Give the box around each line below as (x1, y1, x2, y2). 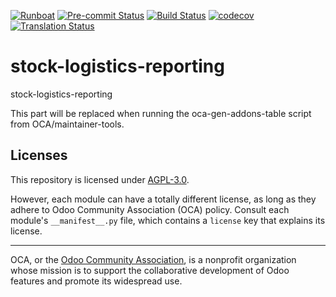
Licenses (10, 147, 68, 164)
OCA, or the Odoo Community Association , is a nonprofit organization (10, 253, 297, 265)
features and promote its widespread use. (10, 275, 183, 287)
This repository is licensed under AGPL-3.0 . (10, 173, 190, 185)
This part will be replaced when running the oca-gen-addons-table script (10, 107, 312, 119)
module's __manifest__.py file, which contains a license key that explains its (10, 214, 326, 226)
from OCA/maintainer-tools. (10, 118, 125, 130)
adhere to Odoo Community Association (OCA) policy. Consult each (10, 203, 290, 215)
